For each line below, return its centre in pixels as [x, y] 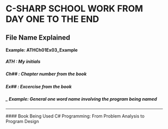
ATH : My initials [23, 61]
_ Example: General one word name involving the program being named [82, 99]
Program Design [22, 122]
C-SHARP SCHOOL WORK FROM [75, 9]
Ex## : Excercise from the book [39, 86]
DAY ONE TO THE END [52, 19]
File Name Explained [38, 37]
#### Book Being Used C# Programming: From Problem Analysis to [75, 116]
